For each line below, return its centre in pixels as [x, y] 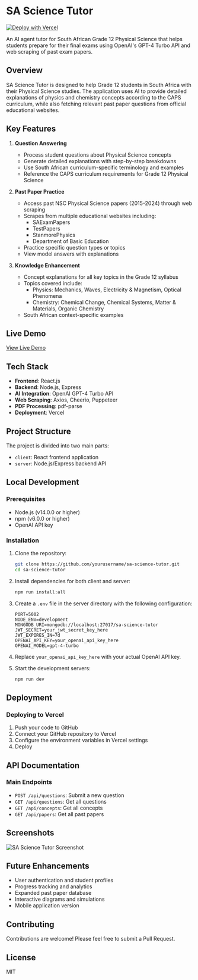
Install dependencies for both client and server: [72, 581]
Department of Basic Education [71, 241]
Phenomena [47, 295]
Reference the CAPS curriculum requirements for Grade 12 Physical [106, 173]
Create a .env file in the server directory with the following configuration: [103, 603]
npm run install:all [40, 592]
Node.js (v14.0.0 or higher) [47, 512]
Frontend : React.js [37, 381]
